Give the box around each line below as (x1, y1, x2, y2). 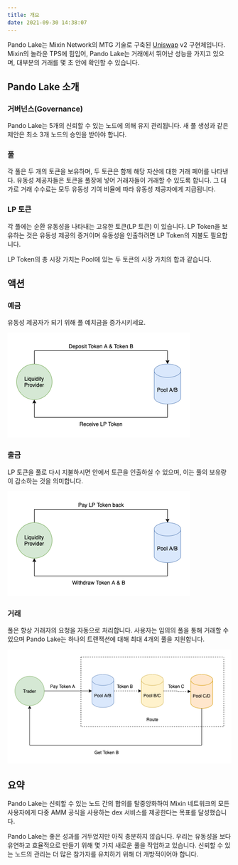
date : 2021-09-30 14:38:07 (7, 18, 87, 26)
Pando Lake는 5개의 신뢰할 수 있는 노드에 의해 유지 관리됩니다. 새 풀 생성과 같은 (7, 122, 229, 130)
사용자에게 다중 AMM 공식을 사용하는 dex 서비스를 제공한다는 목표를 (7, 808, 197, 817)
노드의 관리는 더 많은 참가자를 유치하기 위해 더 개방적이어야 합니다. (14, 850, 199, 859)
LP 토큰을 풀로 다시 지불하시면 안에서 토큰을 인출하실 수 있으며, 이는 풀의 (7, 468, 208, 476)
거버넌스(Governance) (7, 104, 83, 114)
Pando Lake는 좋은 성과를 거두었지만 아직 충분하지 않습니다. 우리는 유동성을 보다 (7, 832, 232, 841)
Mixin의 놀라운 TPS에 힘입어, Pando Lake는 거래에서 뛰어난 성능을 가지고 (7, 49, 212, 58)
